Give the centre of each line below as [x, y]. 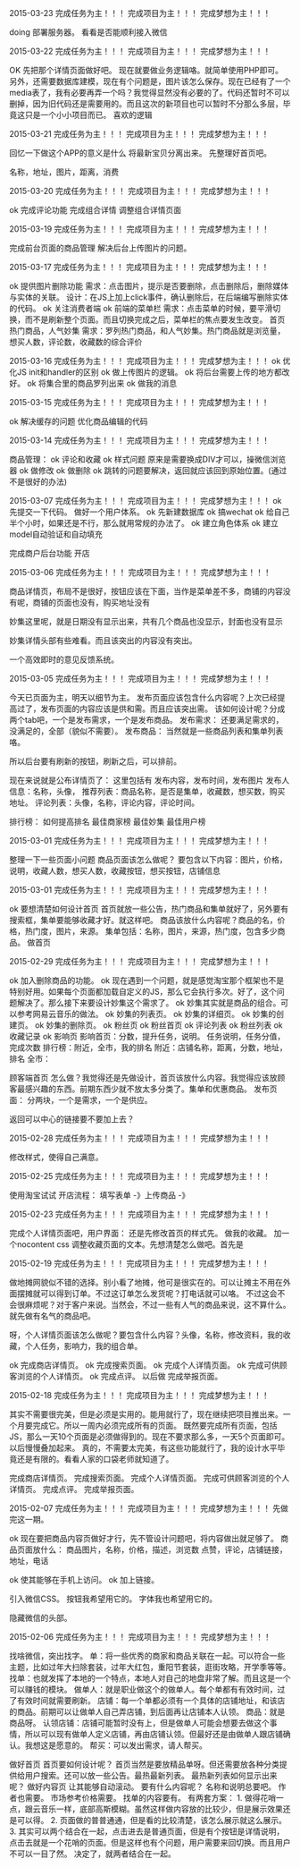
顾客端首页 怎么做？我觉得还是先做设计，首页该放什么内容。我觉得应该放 [143, 1078]
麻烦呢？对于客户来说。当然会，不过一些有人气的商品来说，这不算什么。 [158, 1305]
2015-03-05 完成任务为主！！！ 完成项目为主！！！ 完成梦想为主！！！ [140, 679]
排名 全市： [30, 1059]
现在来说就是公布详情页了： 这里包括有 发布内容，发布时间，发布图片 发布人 [150, 780]
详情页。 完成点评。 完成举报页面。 [74, 1489]
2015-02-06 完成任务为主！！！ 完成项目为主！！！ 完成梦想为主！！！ [140, 1637]
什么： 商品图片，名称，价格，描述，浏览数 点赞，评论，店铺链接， [163, 1549]
